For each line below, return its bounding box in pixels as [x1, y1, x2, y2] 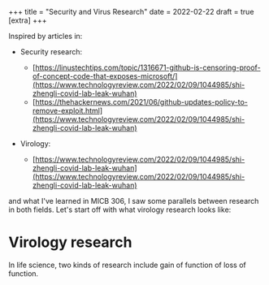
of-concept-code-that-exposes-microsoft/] [32, 71, 178, 80]
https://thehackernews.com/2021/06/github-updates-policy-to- [35, 97, 248, 106]
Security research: [20, 47, 83, 56]
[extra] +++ [8, 15, 47, 25]
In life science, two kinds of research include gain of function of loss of [8, 260, 246, 270]
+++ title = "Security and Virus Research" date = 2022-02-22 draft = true [8, 7, 254, 16]
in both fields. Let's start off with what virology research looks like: [8, 205, 232, 214]
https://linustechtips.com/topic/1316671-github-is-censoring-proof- [35, 63, 262, 72]
